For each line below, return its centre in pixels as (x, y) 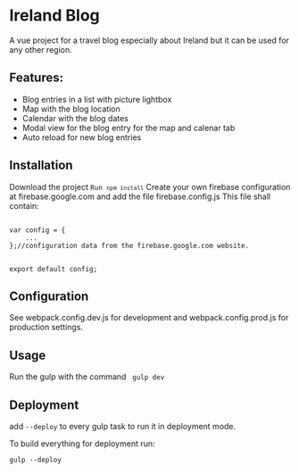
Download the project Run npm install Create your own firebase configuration (150, 187)
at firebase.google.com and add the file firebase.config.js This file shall (140, 196)
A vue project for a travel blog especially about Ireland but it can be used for (149, 40)
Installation (41, 166)
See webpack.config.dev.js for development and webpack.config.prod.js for (149, 318)
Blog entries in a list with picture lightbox (97, 99)
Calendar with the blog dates (75, 118)
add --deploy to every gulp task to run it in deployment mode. (123, 426)
